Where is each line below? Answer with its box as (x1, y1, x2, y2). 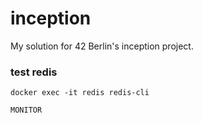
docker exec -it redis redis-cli (10, 88, 150, 98)
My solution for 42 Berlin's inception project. (10, 40, 194, 52)
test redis (10, 65, 58, 79)
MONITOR (10, 105, 43, 116)
